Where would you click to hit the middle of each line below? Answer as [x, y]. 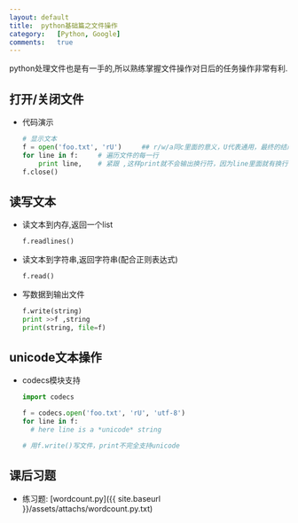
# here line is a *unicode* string [96, 430]
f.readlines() [48, 242]
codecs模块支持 [51, 380]
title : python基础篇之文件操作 [63, 26]
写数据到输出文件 [53, 294]
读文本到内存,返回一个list [67, 225]
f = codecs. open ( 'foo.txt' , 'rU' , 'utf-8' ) [104, 413]
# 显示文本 [39, 139]
